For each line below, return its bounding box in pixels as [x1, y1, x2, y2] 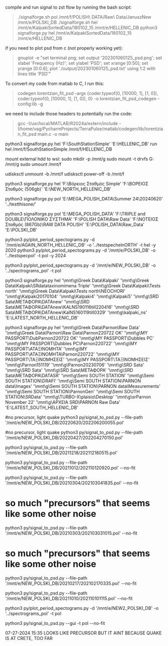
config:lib [17, 101, 38, 107]
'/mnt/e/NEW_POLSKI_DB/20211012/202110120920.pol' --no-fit [5, 465, 136, 471]
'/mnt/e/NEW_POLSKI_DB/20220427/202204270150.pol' [5, 435, 123, 441]
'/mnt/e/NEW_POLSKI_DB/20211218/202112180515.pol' [5, 450, 118, 456]
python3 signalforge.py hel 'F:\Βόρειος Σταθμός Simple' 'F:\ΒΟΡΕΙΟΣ [5, 181, 149, 186]
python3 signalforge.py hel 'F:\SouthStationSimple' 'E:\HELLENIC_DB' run [5, 141, 157, 147]
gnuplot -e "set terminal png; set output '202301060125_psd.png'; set [17, 55, 162, 61]
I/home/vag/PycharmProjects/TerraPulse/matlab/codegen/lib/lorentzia [17, 126, 163, 132]
